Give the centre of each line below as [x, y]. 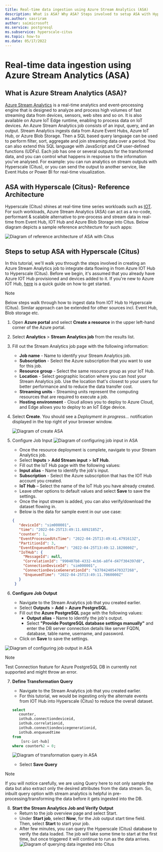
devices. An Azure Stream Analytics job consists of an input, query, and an [80, 125]
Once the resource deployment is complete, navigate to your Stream [88, 450]
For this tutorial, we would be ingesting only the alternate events [83, 696]
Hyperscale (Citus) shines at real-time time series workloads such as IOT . [79, 206]
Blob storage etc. [22, 313]
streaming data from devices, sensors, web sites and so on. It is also [73, 115]
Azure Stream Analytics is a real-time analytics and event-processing [74, 105]
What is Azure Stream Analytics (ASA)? [66, 93]
